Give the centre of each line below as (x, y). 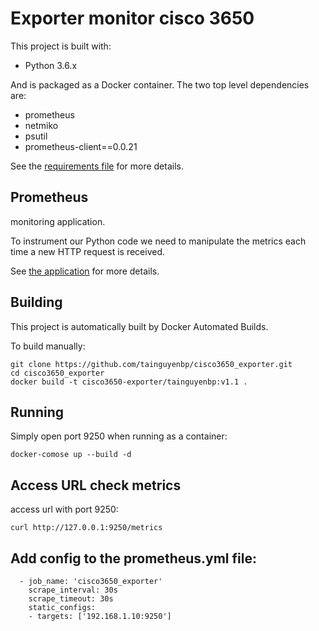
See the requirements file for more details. (97, 166)
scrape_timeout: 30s (71, 599)
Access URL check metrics (96, 485)
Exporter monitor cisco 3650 (132, 18)
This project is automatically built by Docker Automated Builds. (139, 326)
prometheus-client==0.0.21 (81, 146)
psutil (36, 136)
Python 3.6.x (51, 65)
